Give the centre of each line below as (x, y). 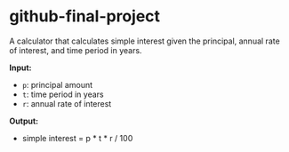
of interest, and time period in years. (76, 50)
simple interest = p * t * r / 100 (77, 138)
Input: (20, 68)
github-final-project (85, 16)
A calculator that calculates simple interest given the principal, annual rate (144, 41)
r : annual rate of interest (67, 103)
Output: (24, 121)
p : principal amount (57, 84)
